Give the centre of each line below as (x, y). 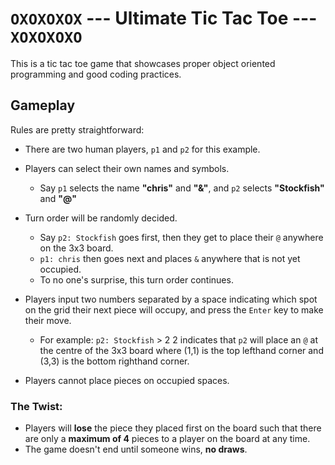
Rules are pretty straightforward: (77, 129)
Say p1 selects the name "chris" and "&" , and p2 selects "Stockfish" (182, 188)
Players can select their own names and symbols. (127, 168)
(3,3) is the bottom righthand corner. (114, 361)
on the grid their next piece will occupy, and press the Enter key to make (174, 309)
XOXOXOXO (46, 37)
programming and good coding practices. (96, 74)
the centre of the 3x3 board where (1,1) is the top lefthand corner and (181, 350)
